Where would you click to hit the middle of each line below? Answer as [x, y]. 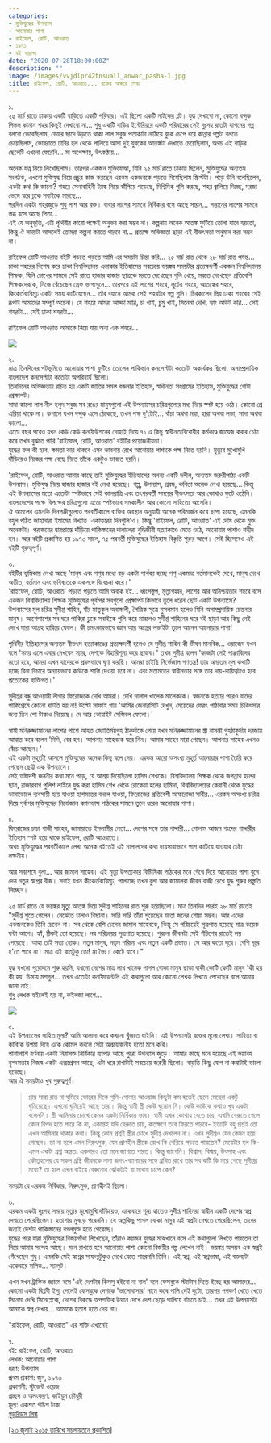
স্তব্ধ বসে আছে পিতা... [33, 213]
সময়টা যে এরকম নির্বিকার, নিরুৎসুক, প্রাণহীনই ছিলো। [69, 1185]
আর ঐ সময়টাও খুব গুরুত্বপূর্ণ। [42, 1080]
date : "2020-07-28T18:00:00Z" [59, 61]
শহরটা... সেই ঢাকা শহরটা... [41, 311]
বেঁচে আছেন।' [25, 749]
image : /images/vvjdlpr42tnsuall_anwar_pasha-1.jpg [97, 76]
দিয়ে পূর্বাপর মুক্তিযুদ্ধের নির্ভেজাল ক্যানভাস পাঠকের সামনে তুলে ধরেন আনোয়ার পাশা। [102, 803]
